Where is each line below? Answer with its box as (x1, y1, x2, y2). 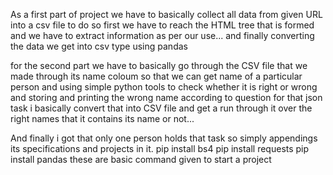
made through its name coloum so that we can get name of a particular (10, 70, 303, 82)
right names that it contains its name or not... (10, 113, 195, 124)
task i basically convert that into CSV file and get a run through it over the (10, 102, 313, 114)
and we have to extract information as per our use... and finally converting (10, 30, 315, 41)
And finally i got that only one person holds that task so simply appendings (10, 132, 318, 144)
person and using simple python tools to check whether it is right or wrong (10, 81, 318, 93)
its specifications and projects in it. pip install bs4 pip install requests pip (10, 143, 310, 154)
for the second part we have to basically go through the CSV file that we (10, 60, 308, 71)
